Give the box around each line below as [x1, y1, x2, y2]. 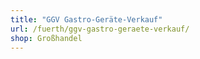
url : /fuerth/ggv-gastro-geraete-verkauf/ [10, 24, 190, 34]
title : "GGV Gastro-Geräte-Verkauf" [10, 14, 163, 25]
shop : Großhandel [10, 33, 83, 43]
